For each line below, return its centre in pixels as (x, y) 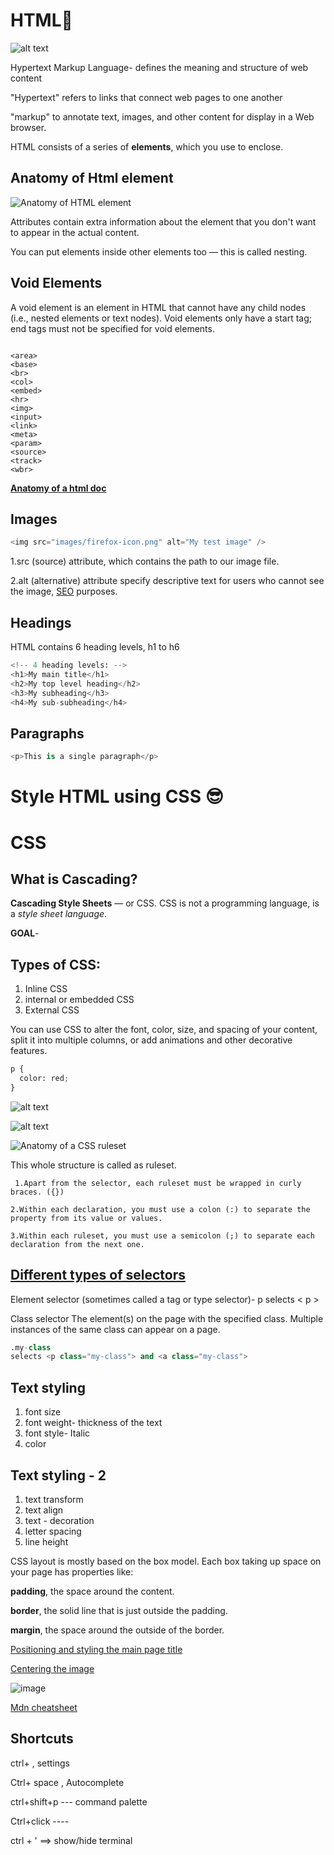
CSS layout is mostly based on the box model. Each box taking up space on (166, 1561)
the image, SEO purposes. (64, 591)
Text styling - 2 (58, 1475)
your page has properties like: (72, 1571)
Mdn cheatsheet (44, 1707)
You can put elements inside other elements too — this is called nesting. (159, 251)
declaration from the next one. (77, 1244)
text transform (54, 1499)
